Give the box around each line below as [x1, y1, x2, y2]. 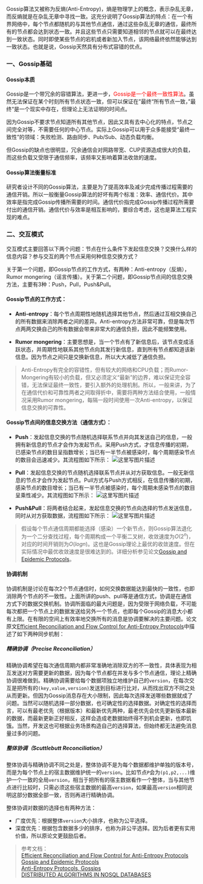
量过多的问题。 [6, 729, 43, 736]
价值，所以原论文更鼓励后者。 [14, 832, 89, 839]
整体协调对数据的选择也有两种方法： [6, 804, 97, 811]
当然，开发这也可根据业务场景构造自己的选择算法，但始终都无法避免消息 [16, 722, 197, 729]
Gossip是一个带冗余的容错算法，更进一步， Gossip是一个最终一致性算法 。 [6, 90, 189, 98]
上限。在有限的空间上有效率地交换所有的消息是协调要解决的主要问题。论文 [11, 615, 197, 622]
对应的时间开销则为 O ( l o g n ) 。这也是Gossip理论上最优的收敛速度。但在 [21, 540, 195, 547]
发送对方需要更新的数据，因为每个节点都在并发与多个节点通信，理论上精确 [11, 669, 197, 676]
